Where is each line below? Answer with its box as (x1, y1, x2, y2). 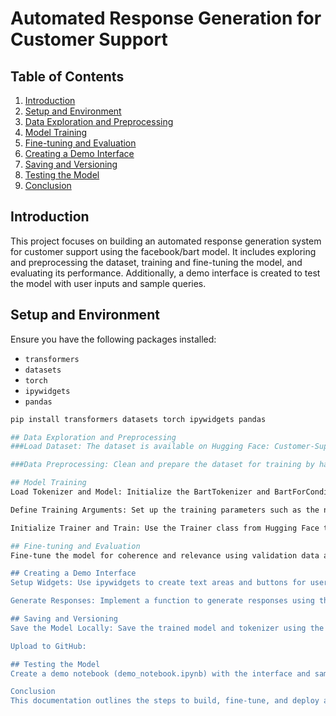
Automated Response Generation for (10, 7, 322, 30)
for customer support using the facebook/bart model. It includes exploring (10, 245, 317, 257)
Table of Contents (10, 68, 125, 85)
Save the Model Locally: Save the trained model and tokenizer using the (10, 623, 325, 633)
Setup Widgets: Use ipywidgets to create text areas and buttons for (10, 578, 307, 588)
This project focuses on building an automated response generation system (10, 235, 322, 247)
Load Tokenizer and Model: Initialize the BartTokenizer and (10, 487, 271, 497)
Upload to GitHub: (10, 641, 87, 651)
